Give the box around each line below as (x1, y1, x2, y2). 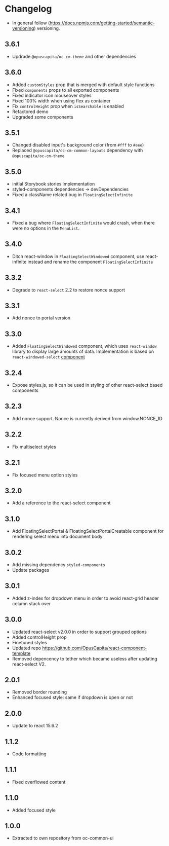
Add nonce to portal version (12, 315, 71, 321)
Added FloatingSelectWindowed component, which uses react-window (12, 343, 157, 349)
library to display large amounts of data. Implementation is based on (12, 348, 154, 355)
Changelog (5, 3, 52, 15)
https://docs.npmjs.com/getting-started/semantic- (50, 20, 155, 26)
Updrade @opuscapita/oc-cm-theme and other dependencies (12, 53, 136, 59)
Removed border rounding (12, 689, 67, 695)
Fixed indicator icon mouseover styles (12, 92, 92, 98)
